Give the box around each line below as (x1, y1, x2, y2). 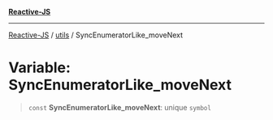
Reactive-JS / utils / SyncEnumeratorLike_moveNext (8, 30, 184, 40)
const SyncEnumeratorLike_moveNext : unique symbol (28, 102, 211, 112)
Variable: (8, 58, 71, 77)
